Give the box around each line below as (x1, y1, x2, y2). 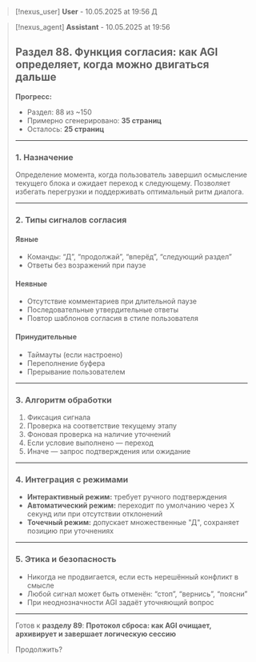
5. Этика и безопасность (14, 554, 117, 565)
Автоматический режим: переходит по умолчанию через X (26, 500, 235, 511)
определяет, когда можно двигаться (14, 58, 210, 71)
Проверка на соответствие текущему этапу (26, 420, 178, 431)
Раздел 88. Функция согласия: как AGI (14, 46, 218, 59)
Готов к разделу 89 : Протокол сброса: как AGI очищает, (14, 620, 212, 630)
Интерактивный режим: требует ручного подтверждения (26, 492, 227, 502)
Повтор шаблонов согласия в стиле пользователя (26, 314, 199, 323)
